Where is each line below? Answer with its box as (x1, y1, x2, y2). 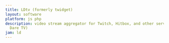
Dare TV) (10, 26, 28, 31)
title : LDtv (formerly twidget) (5, 7, 73, 12)
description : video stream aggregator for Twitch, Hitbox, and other (5, 21, 154, 26)
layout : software (5, 12, 42, 17)
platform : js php (5, 16, 42, 21)
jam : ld (5, 30, 22, 35)
